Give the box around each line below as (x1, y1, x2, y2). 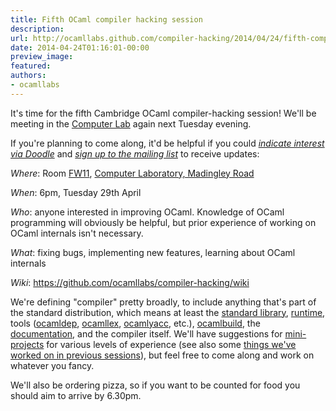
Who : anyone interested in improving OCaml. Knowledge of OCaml (10, 206, 285, 218)
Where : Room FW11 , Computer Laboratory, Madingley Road (10, 167, 255, 179)
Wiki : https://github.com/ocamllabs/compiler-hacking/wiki (10, 276, 250, 288)
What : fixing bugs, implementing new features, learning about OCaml (10, 246, 296, 258)
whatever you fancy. (10, 359, 95, 371)
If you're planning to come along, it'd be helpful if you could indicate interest (10, 137, 325, 149)
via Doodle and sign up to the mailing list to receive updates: (10, 147, 260, 160)
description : (10, 24, 65, 34)
